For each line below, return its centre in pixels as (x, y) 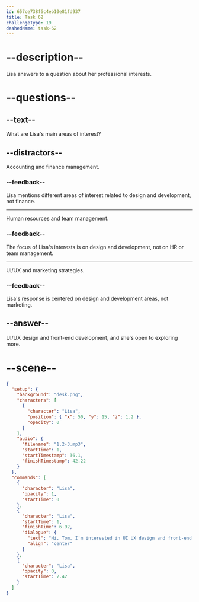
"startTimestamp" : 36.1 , (52, 456)
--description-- (45, 58)
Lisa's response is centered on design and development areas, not (87, 298)
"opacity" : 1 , (39, 494)
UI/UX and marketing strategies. (45, 270)
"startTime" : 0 (41, 500)
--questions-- (41, 98)
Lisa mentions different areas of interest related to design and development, (99, 195)
